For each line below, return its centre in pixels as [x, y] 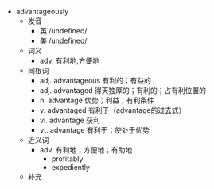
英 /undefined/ [63, 31]
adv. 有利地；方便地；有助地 [86, 150]
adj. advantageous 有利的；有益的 [95, 80]
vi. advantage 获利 [70, 120]
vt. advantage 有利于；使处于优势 [94, 130]
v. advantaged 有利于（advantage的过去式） [113, 110]
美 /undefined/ [63, 40]
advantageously [42, 12]
